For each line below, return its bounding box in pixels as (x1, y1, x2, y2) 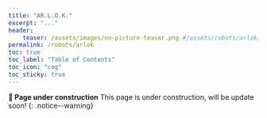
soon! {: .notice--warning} (8, 101, 94, 110)
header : (8, 26, 34, 34)
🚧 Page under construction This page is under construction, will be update (8, 92, 254, 101)
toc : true (8, 48, 41, 56)
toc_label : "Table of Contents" (8, 56, 115, 64)
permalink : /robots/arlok (8, 41, 94, 49)
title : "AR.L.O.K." (8, 11, 73, 20)
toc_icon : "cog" (8, 63, 62, 71)
